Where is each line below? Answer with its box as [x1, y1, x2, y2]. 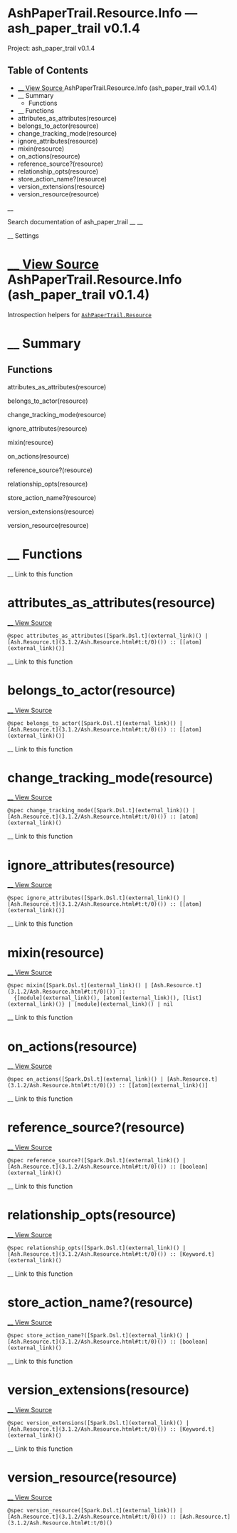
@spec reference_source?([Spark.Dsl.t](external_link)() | [7, 1157, 186, 1164]
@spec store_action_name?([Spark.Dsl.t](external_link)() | [7, 1332, 190, 1339]
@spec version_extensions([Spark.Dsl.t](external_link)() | [7, 1419, 190, 1427]
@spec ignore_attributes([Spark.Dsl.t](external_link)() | [7, 894, 186, 902]
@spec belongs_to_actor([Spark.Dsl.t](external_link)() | [7, 719, 183, 726]
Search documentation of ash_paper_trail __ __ [7, 217, 144, 226]
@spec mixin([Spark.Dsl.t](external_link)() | [7, 982, 148, 989]
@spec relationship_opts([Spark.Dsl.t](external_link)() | [7, 1244, 186, 1252]
